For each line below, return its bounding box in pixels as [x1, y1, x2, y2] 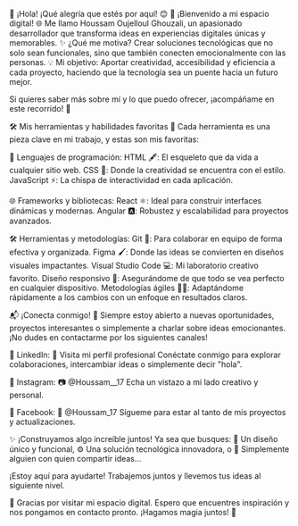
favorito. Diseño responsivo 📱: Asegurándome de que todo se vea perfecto [9, 273, 285, 283]
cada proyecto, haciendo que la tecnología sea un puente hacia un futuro [9, 67, 278, 78]
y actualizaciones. [9, 416, 76, 427]
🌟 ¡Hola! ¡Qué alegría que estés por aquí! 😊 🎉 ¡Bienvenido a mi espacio [9, 9, 269, 19]
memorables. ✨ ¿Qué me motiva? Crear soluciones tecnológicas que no [9, 38, 274, 48]
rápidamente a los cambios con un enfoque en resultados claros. [9, 292, 248, 303]
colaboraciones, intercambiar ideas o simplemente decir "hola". [9, 359, 243, 370]
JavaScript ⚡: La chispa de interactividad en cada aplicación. [9, 175, 234, 185]
